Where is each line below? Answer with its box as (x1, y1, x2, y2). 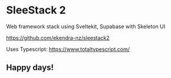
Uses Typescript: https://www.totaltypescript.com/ (6, 45, 130, 53)
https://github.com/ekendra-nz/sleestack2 (6, 34, 110, 41)
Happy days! (6, 63, 54, 73)
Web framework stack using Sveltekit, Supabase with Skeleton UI (6, 23, 166, 30)
